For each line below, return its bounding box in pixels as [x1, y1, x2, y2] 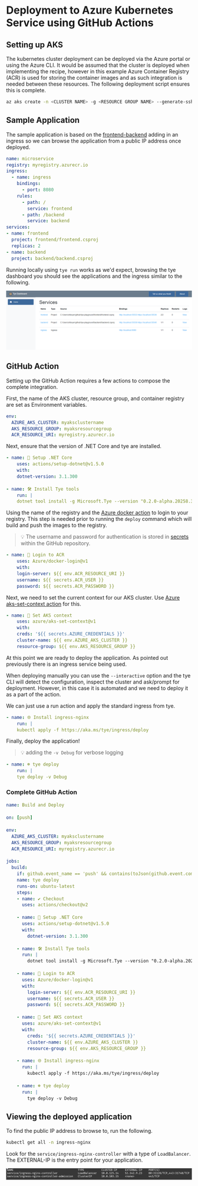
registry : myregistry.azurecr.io [6, 162, 88, 168]
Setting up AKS [6, 40, 64, 50]
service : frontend [27, 205, 72, 212]
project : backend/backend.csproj [11, 255, 94, 261]
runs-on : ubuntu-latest [16, 883, 75, 889]
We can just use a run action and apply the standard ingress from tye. [6, 702, 176, 709]
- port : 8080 [21, 187, 54, 193]
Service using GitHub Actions [6, 16, 154, 30]
